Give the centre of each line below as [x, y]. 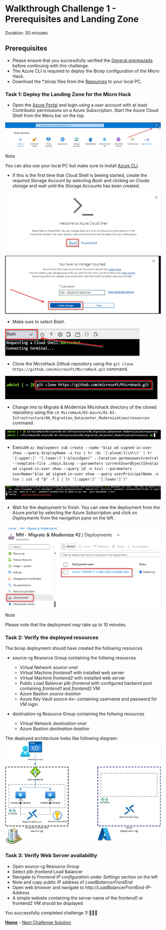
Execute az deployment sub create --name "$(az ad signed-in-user [82, 447]
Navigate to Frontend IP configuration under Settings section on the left [85, 877]
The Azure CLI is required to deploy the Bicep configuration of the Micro [86, 71]
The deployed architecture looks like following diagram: [62, 738]
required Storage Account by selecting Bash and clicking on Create [81, 180]
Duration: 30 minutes [26, 33]
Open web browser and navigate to [48, 887]
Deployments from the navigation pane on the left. [63, 518]
